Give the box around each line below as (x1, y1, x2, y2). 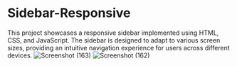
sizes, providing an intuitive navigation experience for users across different (7, 43, 230, 52)
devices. (7, 51, 33, 60)
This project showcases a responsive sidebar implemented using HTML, (7, 28, 219, 37)
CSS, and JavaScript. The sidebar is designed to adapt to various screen (7, 35, 221, 44)
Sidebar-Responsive (7, 5, 131, 21)
